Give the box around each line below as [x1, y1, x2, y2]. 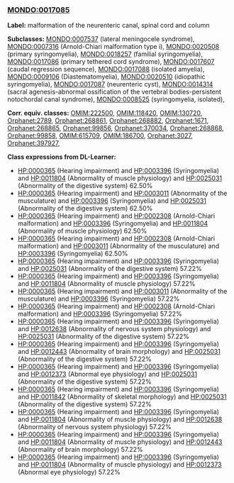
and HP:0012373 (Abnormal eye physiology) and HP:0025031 [17, 370, 197, 379]
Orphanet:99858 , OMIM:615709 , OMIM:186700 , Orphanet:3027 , [7, 131, 193, 140]
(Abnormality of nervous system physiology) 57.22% [17, 423, 172, 431]
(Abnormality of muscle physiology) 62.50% [17, 227, 147, 235]
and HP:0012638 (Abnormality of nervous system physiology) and [17, 325, 211, 333]
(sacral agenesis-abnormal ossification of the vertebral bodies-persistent [7, 87, 222, 96]
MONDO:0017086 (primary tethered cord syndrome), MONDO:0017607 [7, 57, 215, 66]
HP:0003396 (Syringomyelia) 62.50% [17, 250, 128, 258]
